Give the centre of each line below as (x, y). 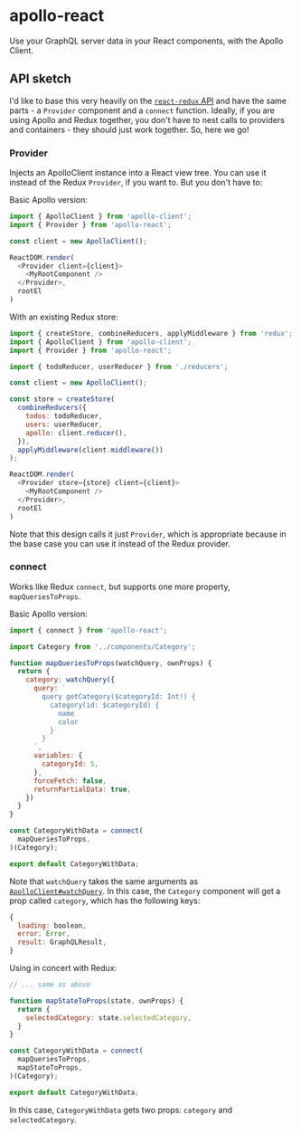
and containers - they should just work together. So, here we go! (129, 129)
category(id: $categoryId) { (104, 705)
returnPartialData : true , (82, 789)
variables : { (58, 756)
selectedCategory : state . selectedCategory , (109, 1018)
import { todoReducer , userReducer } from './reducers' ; (119, 367)
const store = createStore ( (62, 399)
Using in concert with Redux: (63, 968)
